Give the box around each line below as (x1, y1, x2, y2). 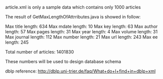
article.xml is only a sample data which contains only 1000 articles (5, 4, 141, 10)
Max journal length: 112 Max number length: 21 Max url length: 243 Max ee (5, 34, 158, 40)
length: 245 (5, 39, 29, 45)
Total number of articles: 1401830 (5, 49, 74, 55)
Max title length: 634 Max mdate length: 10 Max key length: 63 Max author (5, 23, 158, 29)
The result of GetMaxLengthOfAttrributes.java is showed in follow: (5, 14, 141, 19)
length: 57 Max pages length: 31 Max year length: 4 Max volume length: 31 (5, 29, 158, 34)
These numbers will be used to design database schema (5, 59, 121, 64)
